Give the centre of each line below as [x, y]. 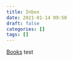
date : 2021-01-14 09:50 [37, 18]
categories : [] [26, 29]
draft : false [23, 23]
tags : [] [17, 35]
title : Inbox [23, 12]
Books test [20, 52]
